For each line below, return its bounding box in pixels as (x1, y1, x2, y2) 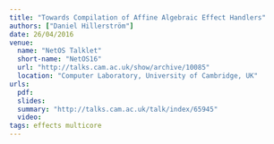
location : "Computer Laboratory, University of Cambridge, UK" (17, 72, 258, 80)
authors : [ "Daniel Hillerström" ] (9, 21, 134, 30)
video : (17, 113, 42, 122)
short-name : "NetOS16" (17, 55, 102, 64)
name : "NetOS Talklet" (17, 47, 102, 55)
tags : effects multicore (9, 122, 102, 131)
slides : (17, 96, 47, 106)
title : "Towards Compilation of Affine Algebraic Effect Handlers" (9, 13, 267, 22)
